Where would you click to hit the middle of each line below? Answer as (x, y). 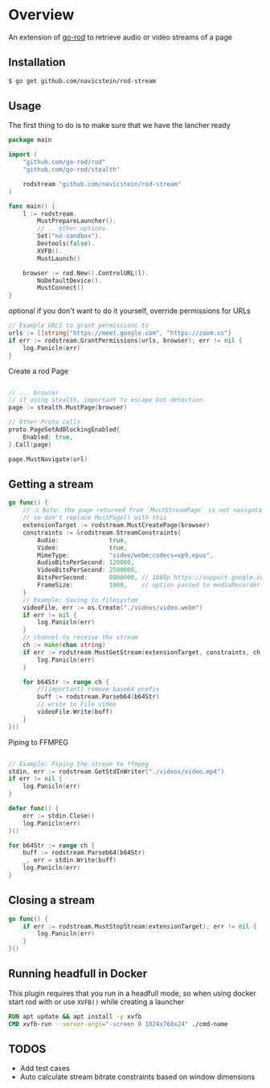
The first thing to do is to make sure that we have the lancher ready (119, 126)
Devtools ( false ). (66, 244)
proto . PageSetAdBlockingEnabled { (64, 430)
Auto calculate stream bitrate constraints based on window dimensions (137, 1077)
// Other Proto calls (45, 422)
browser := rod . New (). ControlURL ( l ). (86, 273)
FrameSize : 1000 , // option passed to (124, 585)
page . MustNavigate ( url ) (48, 459)
